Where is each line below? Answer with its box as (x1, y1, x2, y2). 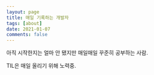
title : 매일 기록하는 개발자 (6, 15, 69, 21)
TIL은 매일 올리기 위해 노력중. (6, 62, 76, 70)
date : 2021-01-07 (6, 26, 51, 32)
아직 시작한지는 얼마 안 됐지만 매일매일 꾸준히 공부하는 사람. (6, 49, 148, 57)
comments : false (6, 32, 48, 38)
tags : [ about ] (6, 20, 43, 26)
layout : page (6, 9, 40, 15)
